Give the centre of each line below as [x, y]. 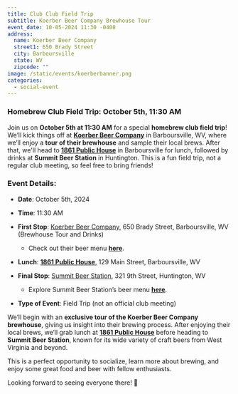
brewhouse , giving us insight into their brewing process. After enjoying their [119, 324]
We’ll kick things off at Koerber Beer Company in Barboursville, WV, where [117, 135]
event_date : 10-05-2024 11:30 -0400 [61, 27]
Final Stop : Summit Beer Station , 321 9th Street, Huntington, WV [112, 276]
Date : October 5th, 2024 [54, 199]
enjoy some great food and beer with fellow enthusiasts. [90, 368]
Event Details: [32, 184]
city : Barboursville [44, 54]
